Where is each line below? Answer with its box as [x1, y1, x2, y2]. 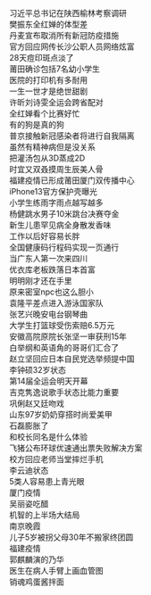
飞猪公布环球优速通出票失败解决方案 [9, 442, 143, 453]
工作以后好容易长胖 [9, 231, 80, 241]
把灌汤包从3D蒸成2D [9, 153, 86, 163]
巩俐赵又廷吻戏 [9, 398, 64, 409]
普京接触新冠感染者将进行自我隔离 [9, 130, 135, 141]
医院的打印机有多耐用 [9, 75, 88, 85]
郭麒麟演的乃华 [9, 554, 64, 565]
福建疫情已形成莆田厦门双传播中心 [9, 175, 135, 186]
